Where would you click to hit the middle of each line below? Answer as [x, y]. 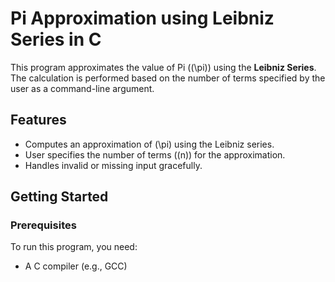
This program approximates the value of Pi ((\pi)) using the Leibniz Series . [163, 67]
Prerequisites [43, 225]
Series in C [56, 39]
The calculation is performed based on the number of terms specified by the [168, 78]
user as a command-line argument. [82, 88]
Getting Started [59, 197]
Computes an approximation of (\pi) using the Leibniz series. [149, 144]
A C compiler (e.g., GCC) [76, 266]
